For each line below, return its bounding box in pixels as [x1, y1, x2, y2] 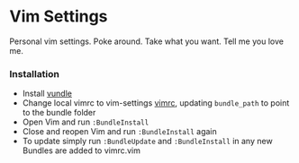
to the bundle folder [22, 107, 96, 118]
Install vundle [22, 88, 72, 99]
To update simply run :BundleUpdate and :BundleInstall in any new [22, 136, 273, 147]
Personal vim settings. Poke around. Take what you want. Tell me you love [9, 36, 284, 47]
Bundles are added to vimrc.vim [22, 145, 141, 156]
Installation [9, 67, 60, 80]
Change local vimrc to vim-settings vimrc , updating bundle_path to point [22, 98, 290, 108]
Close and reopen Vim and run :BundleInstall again [22, 126, 218, 137]
